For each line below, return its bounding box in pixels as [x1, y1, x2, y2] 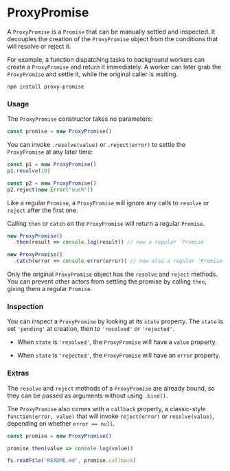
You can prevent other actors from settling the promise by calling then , [7, 277, 207, 286]
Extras [7, 369, 30, 378]
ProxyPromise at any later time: [7, 148, 93, 156]
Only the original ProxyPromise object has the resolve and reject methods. [7, 270, 218, 279]
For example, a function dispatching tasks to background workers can [7, 55, 205, 63]
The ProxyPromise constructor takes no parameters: [7, 115, 153, 123]
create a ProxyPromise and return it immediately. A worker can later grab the [7, 62, 222, 71]
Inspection [7, 302, 44, 312]
